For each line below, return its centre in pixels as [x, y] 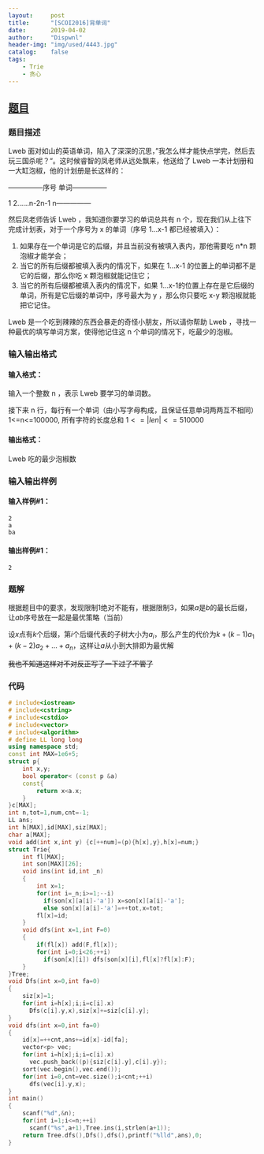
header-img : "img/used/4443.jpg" [63, 45]
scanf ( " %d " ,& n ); [49, 1113]
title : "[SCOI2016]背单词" [59, 23]
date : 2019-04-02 [47, 30]
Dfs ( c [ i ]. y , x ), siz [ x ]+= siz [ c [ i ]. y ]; [89, 1011]
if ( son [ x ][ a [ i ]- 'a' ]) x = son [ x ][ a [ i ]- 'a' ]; [114, 901]
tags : [17, 60]
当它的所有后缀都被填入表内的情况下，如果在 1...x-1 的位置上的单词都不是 [138, 266]
